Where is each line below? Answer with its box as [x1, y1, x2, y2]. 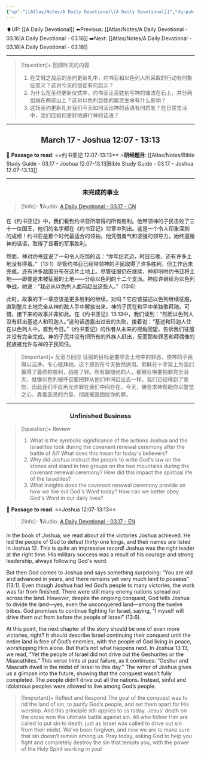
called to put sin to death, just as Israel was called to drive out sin [20, 720, 182, 727]
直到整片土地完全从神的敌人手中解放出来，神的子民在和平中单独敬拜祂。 [6, 302, 184, 310]
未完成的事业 [81, 188, 120, 197]
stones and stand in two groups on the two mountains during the [29, 463, 190, 470]
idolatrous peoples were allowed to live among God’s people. [6, 682, 157, 690]
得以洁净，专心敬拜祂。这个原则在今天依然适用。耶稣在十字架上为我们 [20, 361, 194, 368]
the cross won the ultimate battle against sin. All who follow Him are [20, 714, 188, 721]
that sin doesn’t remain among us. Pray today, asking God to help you [20, 733, 193, 740]
